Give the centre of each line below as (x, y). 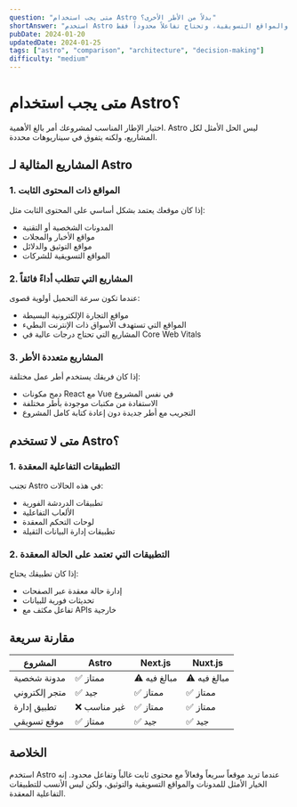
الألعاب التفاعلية (48, 512)
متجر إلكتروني (40, 693)
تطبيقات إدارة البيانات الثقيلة (68, 531)
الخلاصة (28, 753)
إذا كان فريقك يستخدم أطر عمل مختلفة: (75, 377)
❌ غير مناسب (100, 707)
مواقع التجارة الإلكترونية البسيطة (75, 315)
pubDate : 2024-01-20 (48, 34)
